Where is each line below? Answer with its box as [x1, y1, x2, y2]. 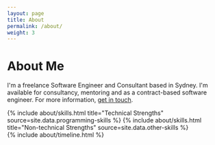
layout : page [7, 10, 45, 17]
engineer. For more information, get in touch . [7, 96, 134, 104]
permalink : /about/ [7, 23, 63, 29]
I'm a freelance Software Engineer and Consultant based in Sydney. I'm [7, 81, 208, 90]
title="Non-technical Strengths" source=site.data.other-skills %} [7, 124, 189, 132]
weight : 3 [7, 29, 36, 36]
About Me [7, 59, 64, 74]
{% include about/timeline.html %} [7, 131, 105, 139]
